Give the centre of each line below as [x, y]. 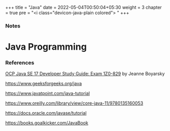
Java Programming [46, 47]
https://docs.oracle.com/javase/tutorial [46, 113]
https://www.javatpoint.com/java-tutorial [48, 93]
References [20, 63]
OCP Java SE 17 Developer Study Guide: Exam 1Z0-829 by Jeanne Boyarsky [85, 74]
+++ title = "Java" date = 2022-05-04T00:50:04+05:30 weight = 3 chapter [84, 7]
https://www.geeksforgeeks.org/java [44, 84]
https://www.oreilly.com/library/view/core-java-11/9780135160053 [74, 103]
